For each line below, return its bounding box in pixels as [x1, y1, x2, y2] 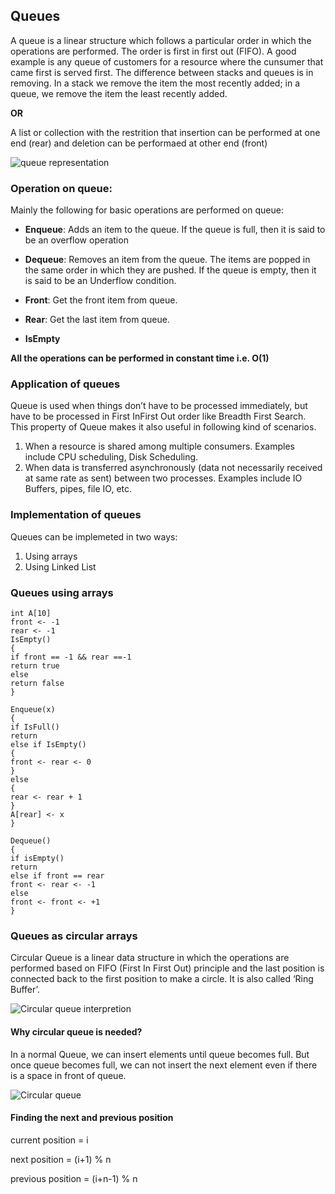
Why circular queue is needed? [10, 1025, 143, 1038]
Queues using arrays [10, 585, 114, 599]
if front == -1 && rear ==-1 [10, 652, 132, 662]
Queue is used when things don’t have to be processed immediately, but [10, 400, 308, 412]
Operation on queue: [10, 181, 113, 195]
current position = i [10, 1134, 89, 1146]
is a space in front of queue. [10, 1069, 127, 1081]
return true [10, 661, 60, 671]
